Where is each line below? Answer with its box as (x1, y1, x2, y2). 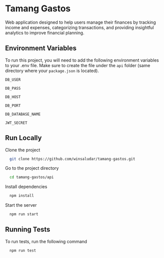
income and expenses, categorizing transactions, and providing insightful (5, 24, 154, 30)
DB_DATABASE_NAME (5, 111, 41, 116)
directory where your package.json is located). (5, 68, 99, 74)
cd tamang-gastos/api (9, 175, 54, 180)
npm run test (9, 248, 36, 253)
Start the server (5, 202, 37, 208)
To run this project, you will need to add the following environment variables (5, 57, 159, 63)
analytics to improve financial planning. (5, 30, 85, 36)
